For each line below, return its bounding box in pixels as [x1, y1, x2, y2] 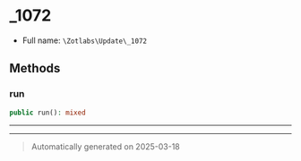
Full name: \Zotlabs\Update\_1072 [21, 35, 148, 46]
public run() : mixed [9, 108, 87, 117]
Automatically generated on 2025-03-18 [30, 140, 181, 152]
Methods [9, 61, 61, 76]
